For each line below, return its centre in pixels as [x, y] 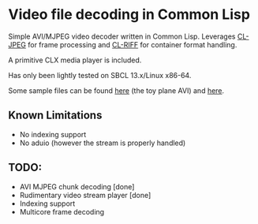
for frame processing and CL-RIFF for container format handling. [132, 44]
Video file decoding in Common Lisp [129, 15]
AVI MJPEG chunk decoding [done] [77, 186]
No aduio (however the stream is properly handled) [103, 143]
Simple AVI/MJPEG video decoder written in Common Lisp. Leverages [122, 36]
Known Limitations [55, 116]
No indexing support [53, 134]
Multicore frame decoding [62, 211]
